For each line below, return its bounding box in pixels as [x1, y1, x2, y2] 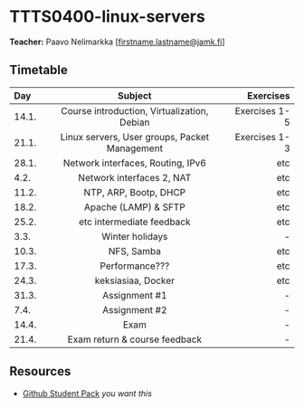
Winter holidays [101, 230, 168, 242]
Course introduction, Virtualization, [60, 104, 209, 117]
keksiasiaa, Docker [94, 274, 175, 287]
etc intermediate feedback [78, 215, 192, 228]
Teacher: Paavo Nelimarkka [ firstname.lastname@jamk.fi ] [9, 36, 225, 47]
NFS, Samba [108, 244, 161, 257]
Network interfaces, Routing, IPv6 [62, 157, 206, 169]
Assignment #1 [102, 289, 167, 301]
